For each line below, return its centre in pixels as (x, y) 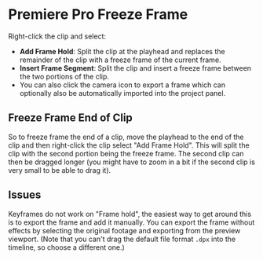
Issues (25, 195)
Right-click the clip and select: (57, 36)
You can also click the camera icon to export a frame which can (122, 85)
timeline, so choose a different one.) (67, 247)
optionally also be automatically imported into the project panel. (122, 93)
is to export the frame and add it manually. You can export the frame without (131, 222)
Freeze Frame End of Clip (71, 118)
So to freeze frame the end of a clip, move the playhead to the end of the (126, 137)
